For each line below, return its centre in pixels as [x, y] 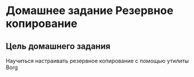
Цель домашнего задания [58, 46]
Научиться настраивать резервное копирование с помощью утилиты [97, 61]
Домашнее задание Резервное [90, 11]
